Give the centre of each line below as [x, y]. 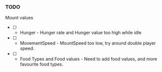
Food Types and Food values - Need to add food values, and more [89, 59]
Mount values [19, 18]
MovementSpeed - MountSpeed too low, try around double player [88, 43]
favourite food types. [42, 64]
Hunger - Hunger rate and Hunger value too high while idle [81, 33]
